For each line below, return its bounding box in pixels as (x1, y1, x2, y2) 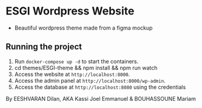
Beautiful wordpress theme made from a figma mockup (14, 24, 153, 31)
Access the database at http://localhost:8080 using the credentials (14, 83, 186, 91)
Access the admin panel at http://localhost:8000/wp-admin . (14, 77, 166, 84)
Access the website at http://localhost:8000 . (14, 71, 130, 78)
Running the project (5, 42, 82, 52)
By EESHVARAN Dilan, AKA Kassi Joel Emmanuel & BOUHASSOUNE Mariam (5, 95, 197, 102)
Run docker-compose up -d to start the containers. (14, 57, 139, 65)
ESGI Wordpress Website (5, 4, 135, 18)
